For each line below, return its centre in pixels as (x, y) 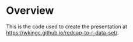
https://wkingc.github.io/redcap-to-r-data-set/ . (62, 32)
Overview (30, 11)
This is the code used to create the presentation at (66, 26)
